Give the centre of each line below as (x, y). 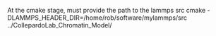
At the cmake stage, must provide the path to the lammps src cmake (107, 10)
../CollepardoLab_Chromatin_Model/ (60, 25)
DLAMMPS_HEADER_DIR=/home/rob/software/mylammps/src (97, 18)
